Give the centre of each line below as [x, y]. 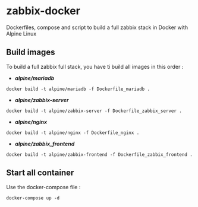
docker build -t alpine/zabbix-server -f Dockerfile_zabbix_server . [94, 111]
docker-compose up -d [33, 198]
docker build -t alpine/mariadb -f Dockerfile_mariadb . [78, 89]
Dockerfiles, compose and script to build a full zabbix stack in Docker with [97, 27]
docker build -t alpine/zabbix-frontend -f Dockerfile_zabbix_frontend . [100, 155]
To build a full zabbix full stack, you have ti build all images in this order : [95, 66]
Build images [31, 52]
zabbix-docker [43, 11]
